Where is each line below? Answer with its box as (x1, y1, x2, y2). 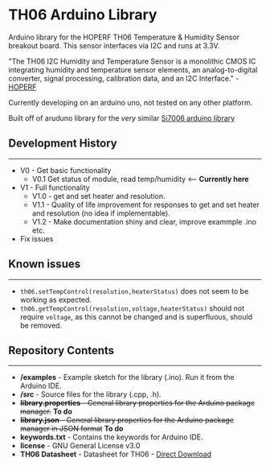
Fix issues (19, 233, 54, 243)
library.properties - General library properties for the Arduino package (19, 398, 256, 408)
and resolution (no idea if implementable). (31, 208, 170, 218)
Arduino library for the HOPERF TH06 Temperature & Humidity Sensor (8, 32, 239, 42)
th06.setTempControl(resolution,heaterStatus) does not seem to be (19, 286, 249, 295)
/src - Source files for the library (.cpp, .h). (19, 390, 162, 399)
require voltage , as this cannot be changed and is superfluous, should (19, 311, 253, 321)
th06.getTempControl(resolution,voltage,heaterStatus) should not (19, 303, 245, 313)
